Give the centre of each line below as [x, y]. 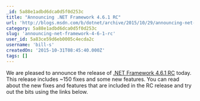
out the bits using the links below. [47, 91]
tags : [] [17, 56]
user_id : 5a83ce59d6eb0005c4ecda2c [50, 39]
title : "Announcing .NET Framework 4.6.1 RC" [63, 17]
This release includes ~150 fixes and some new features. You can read [93, 79]
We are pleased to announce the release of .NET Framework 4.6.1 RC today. [99, 72]
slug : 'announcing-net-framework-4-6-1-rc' [61, 34]
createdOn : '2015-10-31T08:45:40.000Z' [56, 50]
